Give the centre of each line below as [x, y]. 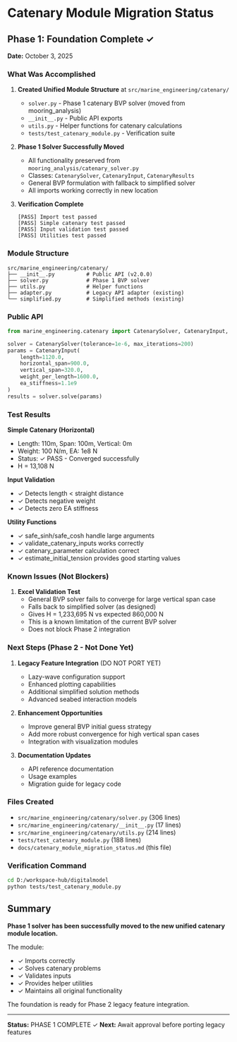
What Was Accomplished [51, 74]
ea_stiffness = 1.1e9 [49, 383]
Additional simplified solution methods [84, 691]
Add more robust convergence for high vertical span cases [114, 734]
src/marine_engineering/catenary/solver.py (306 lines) [99, 817]
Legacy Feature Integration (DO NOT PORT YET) [89, 663]
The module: [26, 947]
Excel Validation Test [49, 592]
